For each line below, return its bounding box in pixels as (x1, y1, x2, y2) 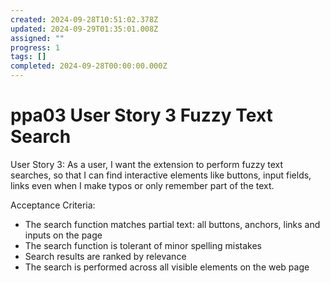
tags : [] (10, 52, 47, 62)
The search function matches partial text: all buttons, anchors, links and (24, 218, 321, 230)
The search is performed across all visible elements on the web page (24, 261, 310, 273)
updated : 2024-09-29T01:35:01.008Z (10, 24, 159, 34)
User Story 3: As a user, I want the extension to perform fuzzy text (10, 158, 284, 170)
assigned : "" (10, 33, 65, 43)
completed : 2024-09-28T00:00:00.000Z (10, 61, 168, 71)
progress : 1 (10, 42, 60, 53)
